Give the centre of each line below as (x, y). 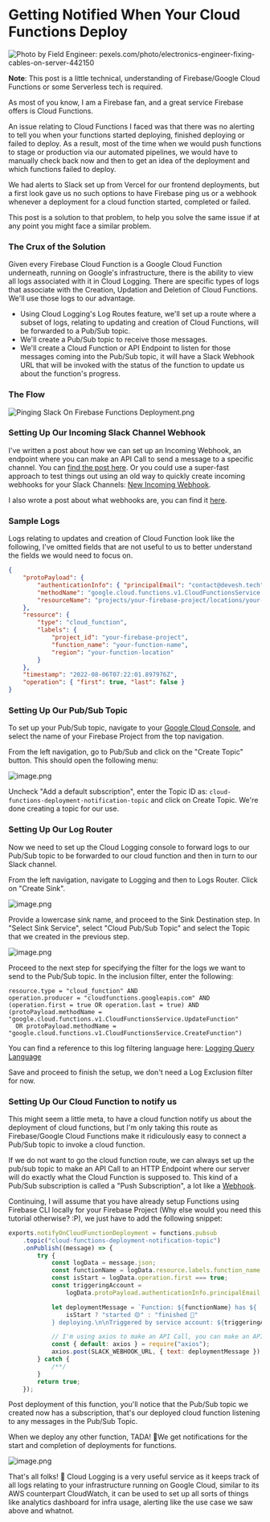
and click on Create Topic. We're (205, 800)
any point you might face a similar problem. (80, 226)
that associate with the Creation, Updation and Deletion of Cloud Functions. (133, 290)
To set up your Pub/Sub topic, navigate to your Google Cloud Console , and (132, 728)
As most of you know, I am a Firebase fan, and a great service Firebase (126, 102)
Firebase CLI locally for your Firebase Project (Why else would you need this (135, 1209)
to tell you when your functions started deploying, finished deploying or (127, 135)
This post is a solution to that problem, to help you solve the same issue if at (134, 217)
